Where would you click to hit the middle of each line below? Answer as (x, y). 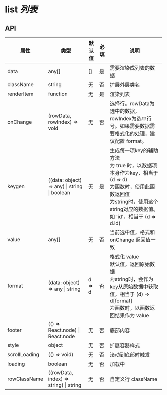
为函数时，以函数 (130, 308)
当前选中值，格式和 (132, 232)
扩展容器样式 (125, 345)
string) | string (65, 385)
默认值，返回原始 (130, 264)
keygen (16, 186)
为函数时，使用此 (130, 187)
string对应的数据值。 (134, 209)
